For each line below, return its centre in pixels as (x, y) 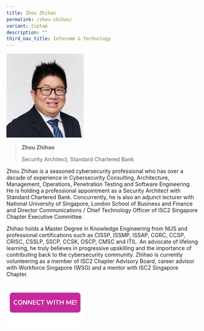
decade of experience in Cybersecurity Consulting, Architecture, (88, 178)
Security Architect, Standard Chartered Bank (78, 159)
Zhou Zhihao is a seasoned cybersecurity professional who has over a (95, 171)
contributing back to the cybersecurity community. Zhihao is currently (95, 255)
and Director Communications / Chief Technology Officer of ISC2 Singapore (102, 210)
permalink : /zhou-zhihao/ (39, 19)
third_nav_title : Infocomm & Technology (59, 39)
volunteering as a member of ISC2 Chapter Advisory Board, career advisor (100, 261)
